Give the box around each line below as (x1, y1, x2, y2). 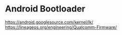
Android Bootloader (5, 3, 85, 14)
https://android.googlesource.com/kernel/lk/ (5, 19, 94, 25)
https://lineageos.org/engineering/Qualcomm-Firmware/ (5, 24, 117, 30)
